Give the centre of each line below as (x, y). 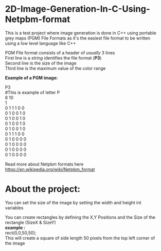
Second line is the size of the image (41, 63)
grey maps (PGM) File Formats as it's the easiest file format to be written (78, 38)
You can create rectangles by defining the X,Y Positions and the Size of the (80, 217)
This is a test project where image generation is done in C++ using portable (81, 33)
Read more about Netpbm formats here (44, 164)
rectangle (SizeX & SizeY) (30, 222)
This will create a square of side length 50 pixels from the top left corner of (80, 238)
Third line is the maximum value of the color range (55, 68)
